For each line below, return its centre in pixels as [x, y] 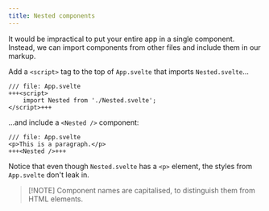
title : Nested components [52, 16]
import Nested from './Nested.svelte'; [90, 100]
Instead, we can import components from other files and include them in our [135, 47]
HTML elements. [56, 199]
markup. [22, 56]
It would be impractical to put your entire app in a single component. [122, 39]
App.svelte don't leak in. [49, 175]
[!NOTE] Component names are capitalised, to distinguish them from [141, 190]
